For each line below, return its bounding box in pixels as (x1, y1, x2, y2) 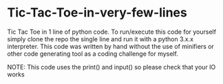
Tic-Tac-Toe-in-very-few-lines (7, 5, 187, 21)
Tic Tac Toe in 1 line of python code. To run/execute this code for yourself (7, 28, 217, 36)
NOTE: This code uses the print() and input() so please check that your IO (7, 63, 216, 71)
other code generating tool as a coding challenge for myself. (7, 50, 179, 58)
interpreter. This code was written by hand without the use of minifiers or (7, 42, 215, 50)
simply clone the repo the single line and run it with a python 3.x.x (7, 34, 194, 43)
